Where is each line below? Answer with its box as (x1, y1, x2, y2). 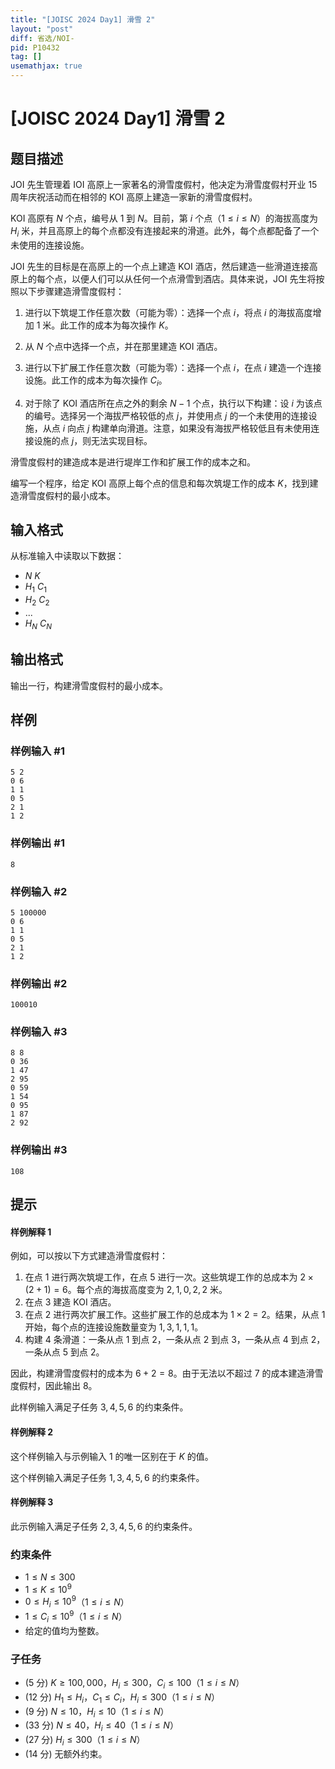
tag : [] (10, 52, 43, 62)
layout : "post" (10, 24, 74, 34)
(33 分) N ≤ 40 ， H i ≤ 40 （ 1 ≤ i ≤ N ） (24, 1719, 179, 1734)
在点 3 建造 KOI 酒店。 (24, 1296, 117, 1308)
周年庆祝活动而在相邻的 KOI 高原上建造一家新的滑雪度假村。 (10, 191, 258, 203)
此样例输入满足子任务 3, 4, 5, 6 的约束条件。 (10, 1401, 189, 1413)
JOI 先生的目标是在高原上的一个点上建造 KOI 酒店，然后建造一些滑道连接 (10, 260, 310, 272)
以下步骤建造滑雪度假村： (18, 285, 125, 297)
